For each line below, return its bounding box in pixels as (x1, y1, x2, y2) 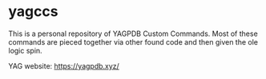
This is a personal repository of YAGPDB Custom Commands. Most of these (8, 29, 258, 38)
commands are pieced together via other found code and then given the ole (8, 37, 259, 46)
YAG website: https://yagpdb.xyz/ (8, 61, 120, 70)
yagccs (8, 2, 58, 21)
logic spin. (8, 45, 42, 55)
